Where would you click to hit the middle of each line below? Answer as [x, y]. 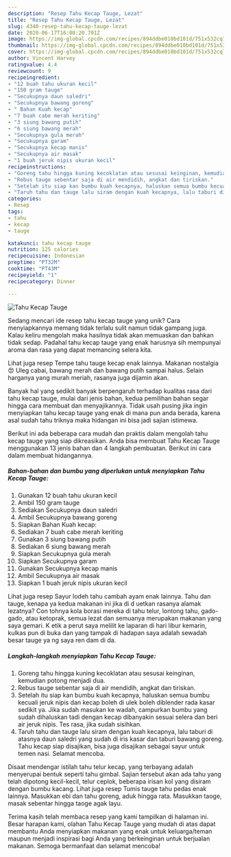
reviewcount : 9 [29, 71]
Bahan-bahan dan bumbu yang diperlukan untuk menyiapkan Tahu [106, 471]
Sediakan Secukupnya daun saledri [68, 510]
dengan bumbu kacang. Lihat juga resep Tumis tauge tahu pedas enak [107, 789]
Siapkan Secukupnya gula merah [64, 554]
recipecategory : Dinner [42, 281]
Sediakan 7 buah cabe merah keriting [70, 532]
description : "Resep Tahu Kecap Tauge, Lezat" [75, 13]
